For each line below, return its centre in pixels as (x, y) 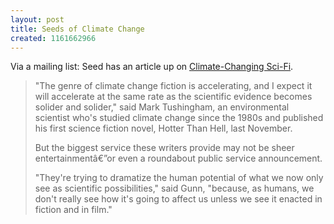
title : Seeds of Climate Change (77, 29)
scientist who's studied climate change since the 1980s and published (179, 118)
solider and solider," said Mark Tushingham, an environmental (162, 107)
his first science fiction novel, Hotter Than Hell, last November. (163, 128)
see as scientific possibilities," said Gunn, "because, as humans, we (174, 188)
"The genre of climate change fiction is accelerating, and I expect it (173, 86)
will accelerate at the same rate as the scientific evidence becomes (173, 97)
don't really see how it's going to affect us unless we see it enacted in (178, 199)
